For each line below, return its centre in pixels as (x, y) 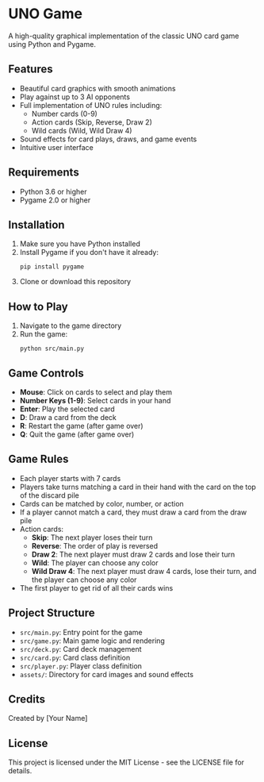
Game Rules (38, 459)
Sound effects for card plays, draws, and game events (108, 139)
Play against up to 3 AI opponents (75, 97)
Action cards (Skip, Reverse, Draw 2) (92, 122)
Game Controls (46, 373)
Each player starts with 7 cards (70, 478)
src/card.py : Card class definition (75, 657)
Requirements (44, 173)
